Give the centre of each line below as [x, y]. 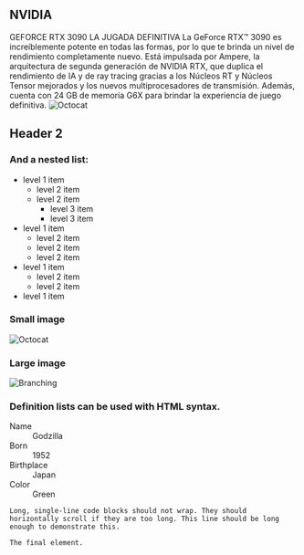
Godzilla [48, 436]
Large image [37, 362]
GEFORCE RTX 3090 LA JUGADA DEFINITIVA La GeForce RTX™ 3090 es [146, 37]
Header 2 [37, 134]
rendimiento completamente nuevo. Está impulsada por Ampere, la [135, 56]
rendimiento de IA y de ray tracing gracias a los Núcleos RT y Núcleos [141, 76]
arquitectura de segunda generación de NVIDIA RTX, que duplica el [136, 66]
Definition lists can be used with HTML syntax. [115, 407]
